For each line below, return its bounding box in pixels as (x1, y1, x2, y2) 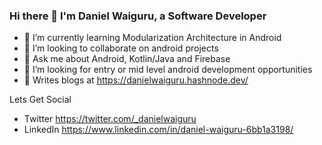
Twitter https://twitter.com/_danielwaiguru (23, 113, 197, 125)
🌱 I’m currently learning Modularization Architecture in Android (23, 32, 282, 44)
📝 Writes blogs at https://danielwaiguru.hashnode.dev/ (23, 74, 249, 86)
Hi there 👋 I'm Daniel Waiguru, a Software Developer (9, 9, 267, 23)
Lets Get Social (9, 94, 72, 106)
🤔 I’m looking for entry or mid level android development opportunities (23, 64, 313, 76)
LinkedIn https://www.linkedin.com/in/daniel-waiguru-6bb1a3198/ (23, 124, 294, 136)
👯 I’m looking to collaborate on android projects (23, 42, 219, 54)
